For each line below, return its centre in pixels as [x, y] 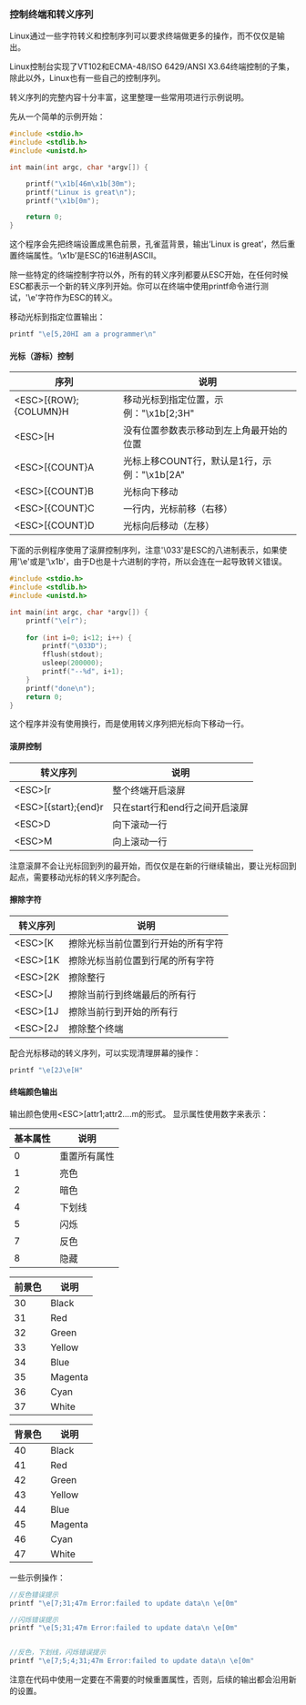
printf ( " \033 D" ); [75, 646]
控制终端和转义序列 [51, 14]
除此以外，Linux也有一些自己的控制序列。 [87, 78]
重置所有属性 [87, 1156]
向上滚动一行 [140, 841]
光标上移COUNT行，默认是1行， [193, 462]
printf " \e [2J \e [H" [46, 1070]
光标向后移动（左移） [168, 526]
